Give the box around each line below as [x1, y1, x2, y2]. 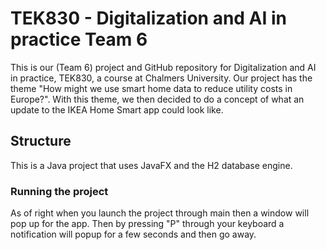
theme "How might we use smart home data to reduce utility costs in [10, 82, 293, 94]
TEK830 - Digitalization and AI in [10, 7, 288, 30]
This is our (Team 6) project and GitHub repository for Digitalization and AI [10, 61, 317, 73]
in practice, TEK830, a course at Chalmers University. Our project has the [10, 72, 313, 84]
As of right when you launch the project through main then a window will [10, 207, 310, 219]
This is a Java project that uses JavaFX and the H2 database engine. [10, 159, 293, 171]
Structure [10, 133, 72, 150]
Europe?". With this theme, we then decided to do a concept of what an [10, 93, 305, 105]
